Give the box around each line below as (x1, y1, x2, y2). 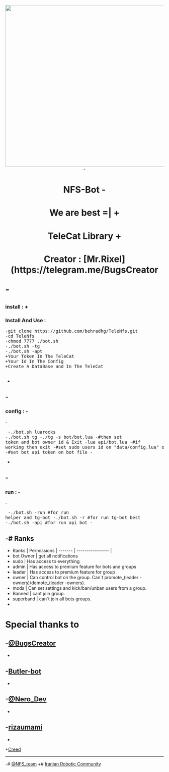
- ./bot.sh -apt (5, 348, 43, 354)
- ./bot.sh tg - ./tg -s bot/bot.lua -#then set (5, 434, 122, 440)
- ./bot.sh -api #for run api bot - (5, 520, 93, 526)
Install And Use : (5, 317, 46, 324)
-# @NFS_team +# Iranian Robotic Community (5, 760, 102, 767)
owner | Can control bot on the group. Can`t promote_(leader (12, 575, 139, 581)
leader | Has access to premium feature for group (12, 569, 116, 575)
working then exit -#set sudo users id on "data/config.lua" (5, 444, 159, 450)
